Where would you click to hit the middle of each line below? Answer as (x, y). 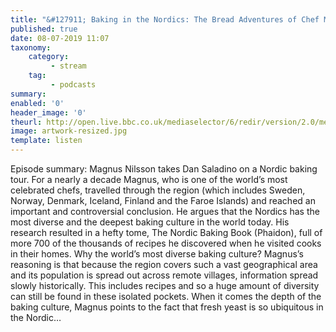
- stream (68, 66)
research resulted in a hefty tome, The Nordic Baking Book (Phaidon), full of (166, 232)
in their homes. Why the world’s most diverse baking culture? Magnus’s (157, 254)
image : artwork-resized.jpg (69, 131)
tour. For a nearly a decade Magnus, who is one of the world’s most (149, 179)
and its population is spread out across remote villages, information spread (164, 275)
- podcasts (73, 85)
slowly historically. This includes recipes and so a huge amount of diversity (165, 285)
